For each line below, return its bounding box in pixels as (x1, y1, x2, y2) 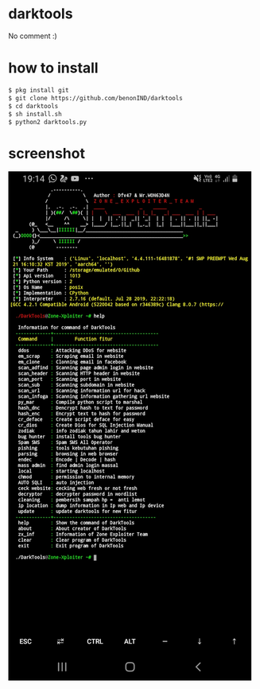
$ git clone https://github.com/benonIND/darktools (8, 94, 183, 102)
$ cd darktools (8, 102, 59, 110)
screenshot (8, 145, 86, 163)
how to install (8, 59, 99, 77)
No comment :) (8, 31, 57, 41)
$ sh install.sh (8, 110, 62, 118)
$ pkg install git (8, 86, 69, 94)
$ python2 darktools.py (8, 118, 87, 126)
